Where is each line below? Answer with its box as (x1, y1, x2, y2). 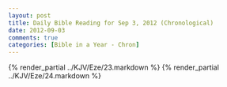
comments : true (8, 33, 59, 42)
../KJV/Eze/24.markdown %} (8, 71, 101, 81)
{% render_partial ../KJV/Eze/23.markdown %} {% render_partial (8, 62, 220, 72)
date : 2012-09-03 (8, 26, 66, 34)
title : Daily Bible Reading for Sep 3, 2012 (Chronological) (8, 19, 214, 27)
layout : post (8, 11, 51, 20)
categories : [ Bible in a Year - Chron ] (8, 41, 140, 49)
